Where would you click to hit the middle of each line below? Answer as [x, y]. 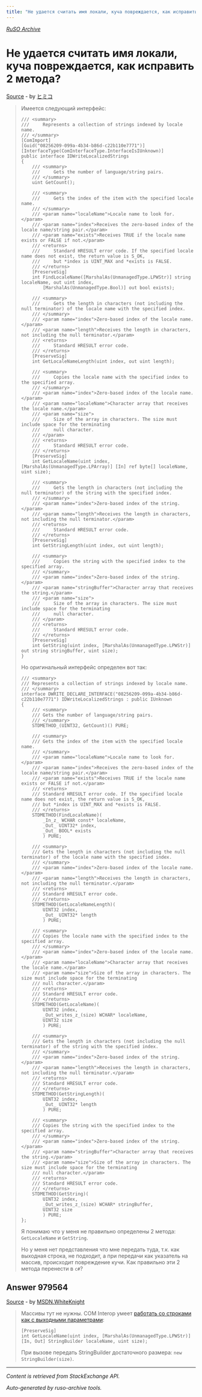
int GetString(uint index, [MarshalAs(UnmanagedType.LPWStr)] [112, 645]
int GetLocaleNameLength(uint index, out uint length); [103, 361]
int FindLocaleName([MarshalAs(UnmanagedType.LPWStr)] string [112, 277]
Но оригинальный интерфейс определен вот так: [84, 667]
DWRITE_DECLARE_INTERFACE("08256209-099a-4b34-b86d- [115, 694]
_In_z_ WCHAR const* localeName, [84, 820]
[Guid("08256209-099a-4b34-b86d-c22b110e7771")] [83, 146]
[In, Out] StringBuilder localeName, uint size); [84, 1342]
